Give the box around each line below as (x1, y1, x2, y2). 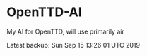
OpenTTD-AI (6, 4, 82, 20)
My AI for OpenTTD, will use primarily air (6, 27, 124, 36)
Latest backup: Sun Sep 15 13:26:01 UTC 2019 (6, 41, 141, 49)
